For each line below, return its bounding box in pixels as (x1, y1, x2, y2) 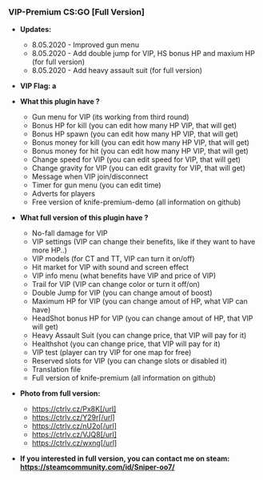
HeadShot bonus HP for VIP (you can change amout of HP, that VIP (31, 313, 253, 323)
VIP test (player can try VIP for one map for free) (31, 348, 192, 357)
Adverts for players (31, 189, 96, 199)
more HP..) (31, 245, 68, 255)
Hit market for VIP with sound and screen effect (31, 263, 189, 272)
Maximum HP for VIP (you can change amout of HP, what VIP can (31, 296, 248, 306)
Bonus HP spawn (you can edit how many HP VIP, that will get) (31, 129, 239, 139)
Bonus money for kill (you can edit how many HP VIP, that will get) (31, 138, 250, 147)
